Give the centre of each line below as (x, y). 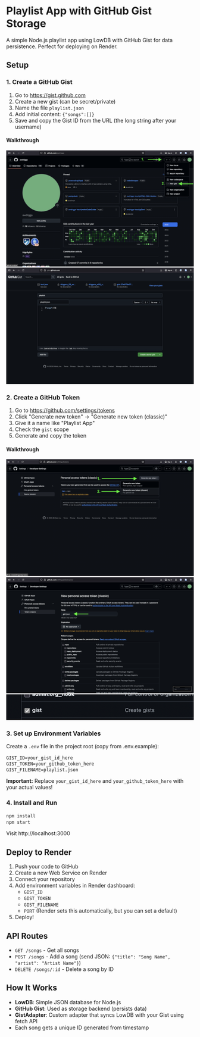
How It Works (32, 988)
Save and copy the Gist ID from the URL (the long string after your (96, 120)
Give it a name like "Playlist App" (55, 423)
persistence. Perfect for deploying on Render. (62, 46)
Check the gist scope (42, 429)
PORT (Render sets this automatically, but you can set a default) (100, 911)
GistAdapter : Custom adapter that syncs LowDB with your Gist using (99, 1015)
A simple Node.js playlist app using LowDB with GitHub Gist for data (90, 40)
